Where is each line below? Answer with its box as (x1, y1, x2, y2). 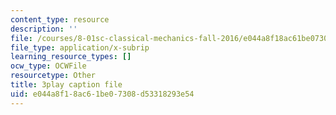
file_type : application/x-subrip (10, 42, 150, 53)
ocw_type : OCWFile (10, 61, 87, 71)
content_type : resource (10, 14, 110, 25)
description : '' (10, 24, 78, 34)
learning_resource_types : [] (10, 52, 132, 62)
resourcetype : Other (10, 71, 97, 81)
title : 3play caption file (10, 80, 123, 90)
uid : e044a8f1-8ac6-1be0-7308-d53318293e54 (10, 89, 195, 99)
